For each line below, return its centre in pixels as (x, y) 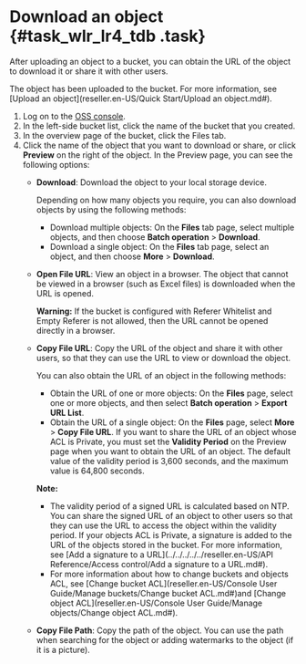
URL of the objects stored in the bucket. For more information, (166, 545)
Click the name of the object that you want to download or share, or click (159, 145)
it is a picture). (63, 649)
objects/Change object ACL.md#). (114, 612)
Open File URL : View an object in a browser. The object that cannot (162, 274)
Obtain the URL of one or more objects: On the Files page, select (171, 393)
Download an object (87, 17)
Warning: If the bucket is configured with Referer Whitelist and (154, 311)
